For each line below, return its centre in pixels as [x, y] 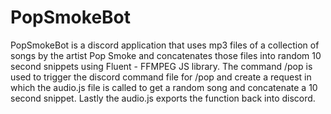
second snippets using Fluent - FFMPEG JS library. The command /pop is [161, 66]
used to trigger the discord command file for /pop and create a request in [161, 77]
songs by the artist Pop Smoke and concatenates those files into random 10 [166, 55]
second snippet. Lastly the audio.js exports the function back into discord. [163, 98]
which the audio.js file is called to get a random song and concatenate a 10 [164, 87]
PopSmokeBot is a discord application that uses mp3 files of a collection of [165, 45]
